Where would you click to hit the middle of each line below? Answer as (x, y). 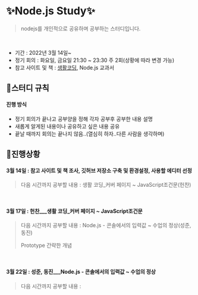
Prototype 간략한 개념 (46, 246)
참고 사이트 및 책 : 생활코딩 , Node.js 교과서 (65, 67)
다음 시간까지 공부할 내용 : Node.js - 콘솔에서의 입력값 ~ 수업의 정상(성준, (106, 225)
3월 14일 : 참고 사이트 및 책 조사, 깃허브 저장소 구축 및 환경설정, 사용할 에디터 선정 (99, 170)
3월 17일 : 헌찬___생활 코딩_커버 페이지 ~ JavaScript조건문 (74, 211)
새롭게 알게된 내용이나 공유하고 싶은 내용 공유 (67, 126)
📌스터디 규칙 (28, 88)
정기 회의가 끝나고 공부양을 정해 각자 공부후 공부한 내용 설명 (84, 119)
